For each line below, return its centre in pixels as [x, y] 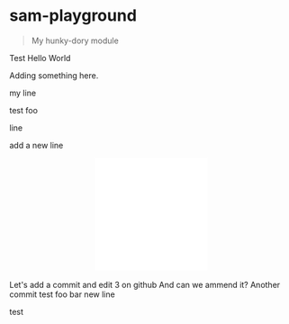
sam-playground [73, 16]
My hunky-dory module [75, 40]
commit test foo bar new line [62, 294]
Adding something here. [54, 75]
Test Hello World [40, 58]
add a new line [36, 145]
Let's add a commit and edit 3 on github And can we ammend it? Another [145, 284]
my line [23, 93]
